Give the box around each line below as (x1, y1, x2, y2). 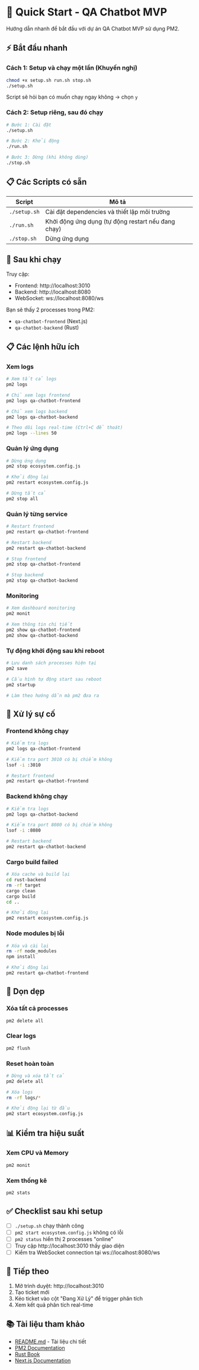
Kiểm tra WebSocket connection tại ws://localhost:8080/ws (14, 1249, 161, 1256)
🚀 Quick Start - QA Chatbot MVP (6, 5, 168, 19)
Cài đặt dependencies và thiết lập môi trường (45, 207, 171, 216)
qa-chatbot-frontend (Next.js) (14, 317, 88, 324)
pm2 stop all (6, 495, 38, 501)
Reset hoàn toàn (6, 1059, 54, 1068)
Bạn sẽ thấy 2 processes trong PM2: (6, 306, 95, 313)
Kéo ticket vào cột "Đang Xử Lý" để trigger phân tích (14, 1295, 143, 1302)
